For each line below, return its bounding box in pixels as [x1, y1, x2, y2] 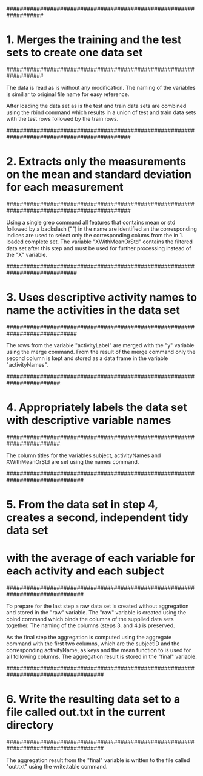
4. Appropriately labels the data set [6, 401, 188, 414]
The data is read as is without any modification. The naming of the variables [6, 84, 196, 91]
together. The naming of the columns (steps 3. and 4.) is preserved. [6, 622, 175, 629]
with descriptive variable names [6, 414, 171, 427]
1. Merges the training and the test [6, 33, 182, 47]
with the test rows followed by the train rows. [6, 115, 119, 122]
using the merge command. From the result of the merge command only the [6, 348, 196, 355]
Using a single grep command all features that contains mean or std [6, 219, 176, 226]
